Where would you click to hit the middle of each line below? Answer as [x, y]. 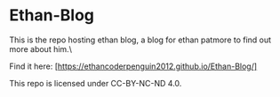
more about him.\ [41, 48]
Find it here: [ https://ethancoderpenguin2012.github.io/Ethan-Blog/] [133, 66]
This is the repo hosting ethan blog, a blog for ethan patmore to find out [140, 40]
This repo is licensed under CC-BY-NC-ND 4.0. [96, 83]
